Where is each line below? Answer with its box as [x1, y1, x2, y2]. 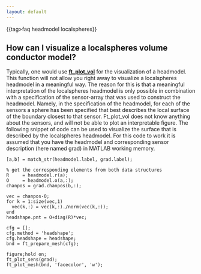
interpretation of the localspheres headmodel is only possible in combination [6, 87, 196, 95]
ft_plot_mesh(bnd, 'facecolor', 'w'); [6, 262, 103, 268]
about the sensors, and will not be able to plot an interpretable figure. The [6, 119, 188, 126]
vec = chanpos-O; [6, 193, 50, 199]
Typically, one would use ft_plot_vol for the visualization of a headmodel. [6, 68, 187, 75]
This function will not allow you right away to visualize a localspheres [6, 75, 177, 82]
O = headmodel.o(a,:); [6, 178, 74, 184]
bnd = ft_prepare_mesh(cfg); [6, 241, 79, 247]
